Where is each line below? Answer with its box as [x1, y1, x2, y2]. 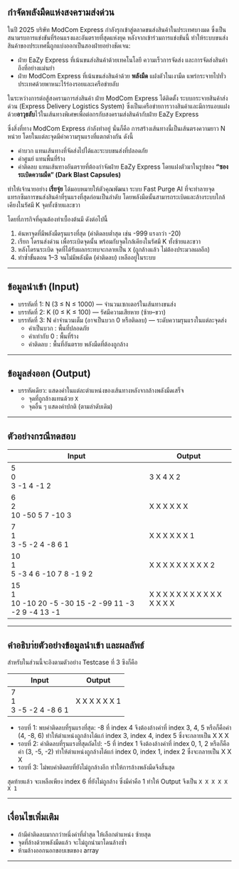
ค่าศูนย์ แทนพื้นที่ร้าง [17, 154, 65, 163]
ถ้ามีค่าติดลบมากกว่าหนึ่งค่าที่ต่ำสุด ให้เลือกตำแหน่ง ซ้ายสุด [17, 830, 152, 838]
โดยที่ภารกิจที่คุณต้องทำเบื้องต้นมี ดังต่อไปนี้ [7, 214, 108, 223]
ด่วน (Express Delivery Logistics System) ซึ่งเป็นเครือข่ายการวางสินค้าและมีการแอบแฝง [7, 102, 230, 110]
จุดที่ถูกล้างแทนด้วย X [28, 394, 78, 403]
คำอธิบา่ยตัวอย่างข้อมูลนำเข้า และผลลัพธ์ [7, 639, 144, 651]
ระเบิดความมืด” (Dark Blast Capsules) [17, 170, 122, 179]
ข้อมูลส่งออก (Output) [7, 367, 91, 380]
